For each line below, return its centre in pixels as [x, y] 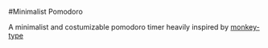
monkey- [245, 27]
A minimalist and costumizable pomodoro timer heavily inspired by [119, 27]
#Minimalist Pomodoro [45, 12]
